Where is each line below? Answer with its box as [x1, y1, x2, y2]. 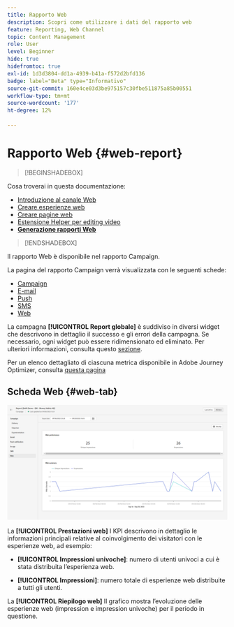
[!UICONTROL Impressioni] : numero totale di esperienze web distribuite [17, 576, 226, 584]
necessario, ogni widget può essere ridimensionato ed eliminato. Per [7, 337, 205, 346]
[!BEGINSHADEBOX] [24, 168, 83, 177]
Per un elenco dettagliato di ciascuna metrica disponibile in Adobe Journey [7, 358, 224, 367]
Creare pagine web [17, 210, 73, 219]
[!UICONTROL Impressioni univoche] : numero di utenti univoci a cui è [17, 555, 220, 563]
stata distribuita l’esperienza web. [17, 563, 115, 571]
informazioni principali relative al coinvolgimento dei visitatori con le [7, 534, 203, 543]
